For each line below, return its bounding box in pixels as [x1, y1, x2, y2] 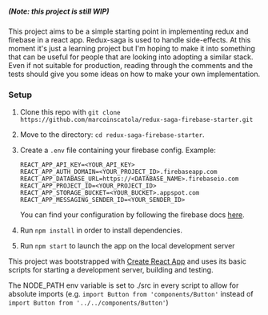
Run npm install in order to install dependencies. [19, 225, 182, 236]
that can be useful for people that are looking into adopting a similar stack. [8, 52, 254, 62]
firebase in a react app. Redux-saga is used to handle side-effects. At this [8, 34, 251, 44]
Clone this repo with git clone [19, 107, 121, 117]
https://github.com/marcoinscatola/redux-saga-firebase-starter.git [19, 116, 254, 124]
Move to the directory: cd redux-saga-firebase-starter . [19, 130, 206, 139]
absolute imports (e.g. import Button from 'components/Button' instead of [8, 289, 254, 299]
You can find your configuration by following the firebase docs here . [19, 210, 246, 220]
